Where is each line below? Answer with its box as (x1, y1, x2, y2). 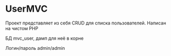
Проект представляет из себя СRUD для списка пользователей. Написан (5, 20, 166, 26)
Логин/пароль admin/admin (5, 45, 65, 51)
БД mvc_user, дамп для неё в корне (5, 35, 84, 41)
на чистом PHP (5, 25, 39, 31)
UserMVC (5, 3, 48, 15)
